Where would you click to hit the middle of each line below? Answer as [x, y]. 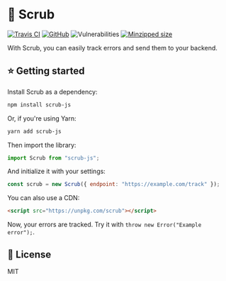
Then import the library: [42, 145]
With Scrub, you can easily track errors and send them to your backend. [113, 48]
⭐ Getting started [46, 71]
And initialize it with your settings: [57, 171]
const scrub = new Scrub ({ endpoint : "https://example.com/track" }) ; [114, 184]
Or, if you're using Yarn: [42, 118]
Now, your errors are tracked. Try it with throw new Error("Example [104, 225]
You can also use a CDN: [44, 198]
